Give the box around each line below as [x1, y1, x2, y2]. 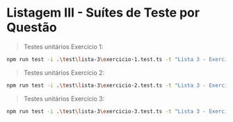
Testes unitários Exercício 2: [23, 68, 105, 77]
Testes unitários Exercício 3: [23, 94, 105, 103]
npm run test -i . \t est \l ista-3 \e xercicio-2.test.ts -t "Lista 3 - [6, 82, 207, 89]
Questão [6, 19, 57, 35]
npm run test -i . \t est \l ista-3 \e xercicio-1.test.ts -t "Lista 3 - [6, 55, 207, 63]
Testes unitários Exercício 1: [23, 42, 104, 51]
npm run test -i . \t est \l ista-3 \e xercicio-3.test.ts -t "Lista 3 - [6, 107, 207, 115]
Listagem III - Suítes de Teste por [6, 5, 200, 21]
